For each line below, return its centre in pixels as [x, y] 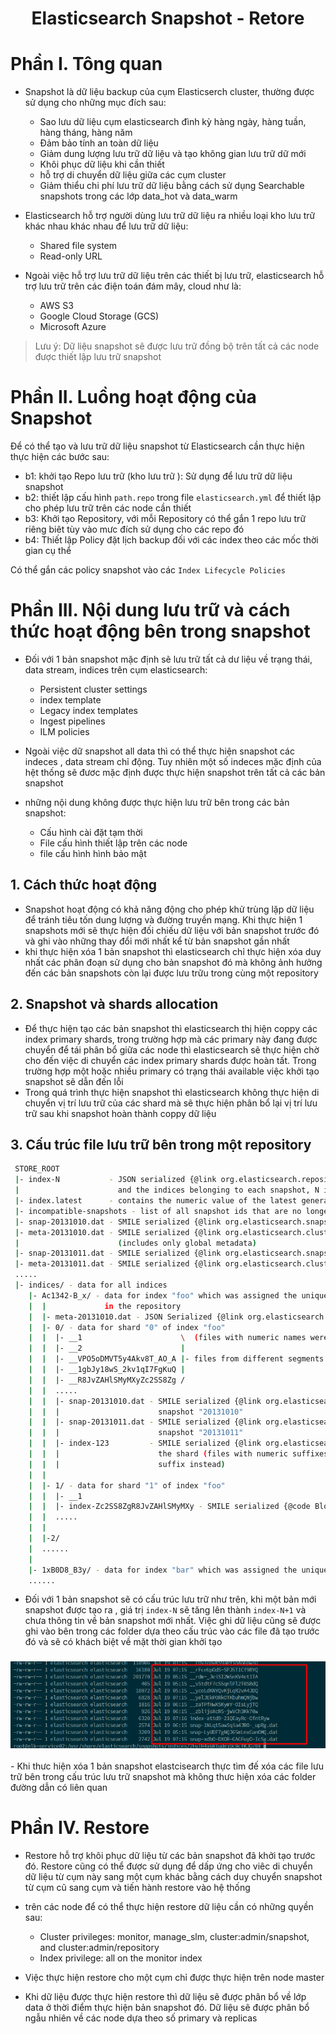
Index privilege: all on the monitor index [121, 1958]
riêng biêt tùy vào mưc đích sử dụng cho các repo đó [134, 529]
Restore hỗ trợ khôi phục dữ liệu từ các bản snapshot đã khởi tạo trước [170, 1855]
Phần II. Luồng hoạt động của [133, 397]
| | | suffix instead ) [127, 1464]
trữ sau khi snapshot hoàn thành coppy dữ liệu [120, 1113]
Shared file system [78, 246]
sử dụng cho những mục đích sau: [95, 103]
